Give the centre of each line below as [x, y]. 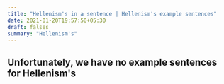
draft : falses [28, 27]
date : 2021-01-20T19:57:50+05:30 [57, 20]
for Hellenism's [42, 73]
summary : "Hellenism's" [43, 34]
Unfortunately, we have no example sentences [112, 62]
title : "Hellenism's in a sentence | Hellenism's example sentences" [112, 14]
